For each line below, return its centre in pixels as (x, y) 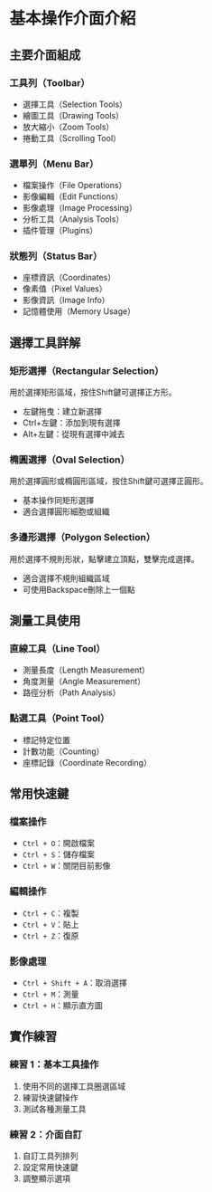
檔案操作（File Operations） (74, 186)
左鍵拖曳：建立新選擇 (62, 412)
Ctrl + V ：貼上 (51, 924)
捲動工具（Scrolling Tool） (72, 138)
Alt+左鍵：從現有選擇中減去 (74, 434)
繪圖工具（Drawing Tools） (73, 115)
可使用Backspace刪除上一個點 (78, 589)
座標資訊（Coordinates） (69, 278)
